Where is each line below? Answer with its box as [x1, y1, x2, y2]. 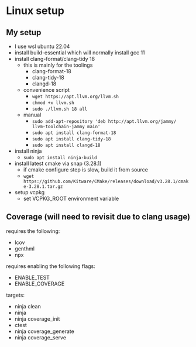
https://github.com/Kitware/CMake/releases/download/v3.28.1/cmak [23, 178, 189, 184]
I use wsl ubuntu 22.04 [14, 43, 70, 50]
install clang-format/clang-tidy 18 [14, 56, 95, 62]
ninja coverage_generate [14, 328, 74, 335]
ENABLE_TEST [14, 274, 50, 281]
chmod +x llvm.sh [32, 100, 74, 106]
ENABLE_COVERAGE [14, 280, 65, 287]
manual [23, 111, 42, 118]
